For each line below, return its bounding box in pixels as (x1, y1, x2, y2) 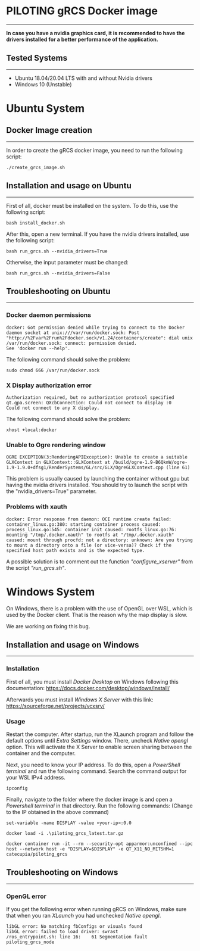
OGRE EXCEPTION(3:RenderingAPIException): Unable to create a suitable (6, 454, 187, 460)
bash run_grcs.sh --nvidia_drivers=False (6, 270, 111, 276)
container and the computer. (6, 749, 76, 757)
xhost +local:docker (6, 427, 58, 433)
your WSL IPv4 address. (6, 774, 65, 781)
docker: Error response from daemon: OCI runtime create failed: (6, 516, 171, 522)
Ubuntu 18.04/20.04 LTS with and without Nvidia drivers (14, 74, 153, 82)
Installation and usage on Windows (6, 640, 139, 650)
